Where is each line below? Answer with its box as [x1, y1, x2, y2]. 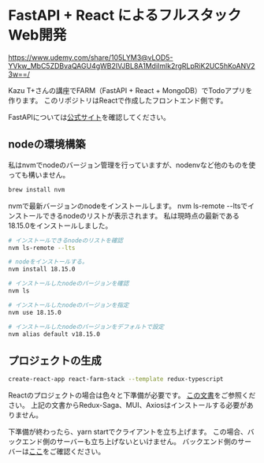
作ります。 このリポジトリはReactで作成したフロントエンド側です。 [8, 95, 228, 105]
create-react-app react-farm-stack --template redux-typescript [8, 375, 224, 383]
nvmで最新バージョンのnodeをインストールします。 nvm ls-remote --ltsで [8, 201, 248, 211]
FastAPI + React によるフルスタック [8, 6, 242, 24]
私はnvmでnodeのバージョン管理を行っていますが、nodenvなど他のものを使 [8, 160, 256, 170]
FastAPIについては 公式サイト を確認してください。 [8, 112, 171, 121]
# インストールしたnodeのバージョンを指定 [8, 301, 129, 309]
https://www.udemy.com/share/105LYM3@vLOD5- [8, 52, 173, 62]
